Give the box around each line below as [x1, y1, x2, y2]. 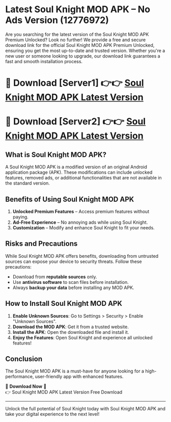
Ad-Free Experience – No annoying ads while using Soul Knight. [12, 219, 148, 225]
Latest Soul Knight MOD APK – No [5, 4, 151, 15]
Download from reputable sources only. [12, 274, 98, 280]
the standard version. [5, 180, 50, 187]
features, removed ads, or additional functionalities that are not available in [5, 175, 162, 181]
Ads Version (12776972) [5, 14, 109, 26]
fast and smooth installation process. [5, 58, 83, 64]
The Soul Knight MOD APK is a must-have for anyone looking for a [5, 368, 144, 374]
